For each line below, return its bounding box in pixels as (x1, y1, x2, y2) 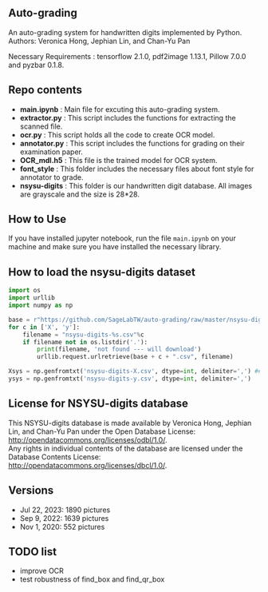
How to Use (8, 213, 67, 226)
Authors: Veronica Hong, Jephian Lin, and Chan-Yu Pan (8, 36, 191, 46)
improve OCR (19, 566, 64, 576)
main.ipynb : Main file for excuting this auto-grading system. (19, 104, 220, 114)
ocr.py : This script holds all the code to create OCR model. (19, 129, 215, 139)
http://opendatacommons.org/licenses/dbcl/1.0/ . (8, 460, 167, 470)
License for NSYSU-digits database (8, 397, 189, 411)
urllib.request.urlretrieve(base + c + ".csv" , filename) (37, 353, 234, 361)
